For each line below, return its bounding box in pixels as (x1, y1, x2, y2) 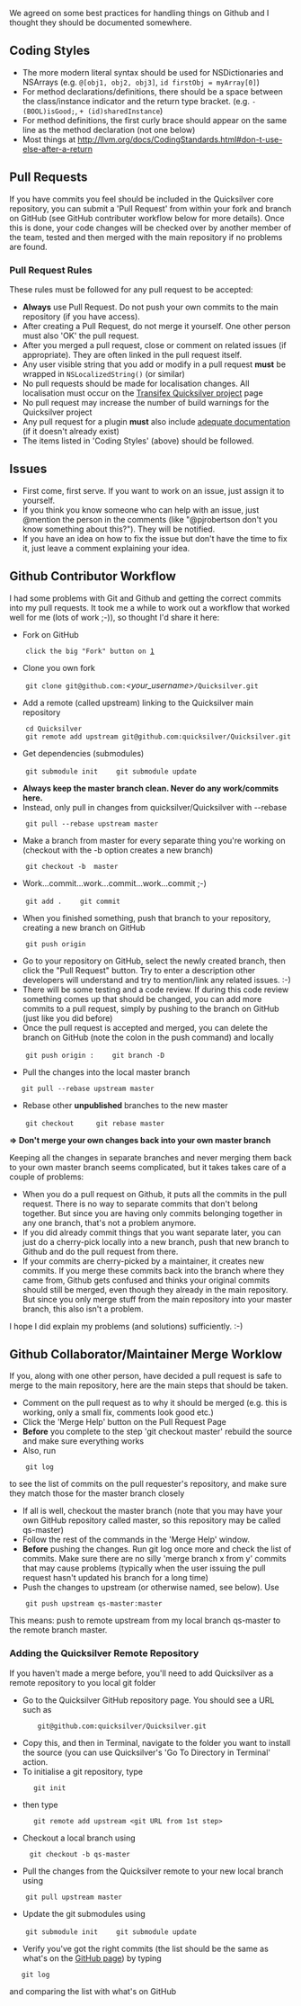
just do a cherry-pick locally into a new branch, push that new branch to (22, 1236, 289, 1247)
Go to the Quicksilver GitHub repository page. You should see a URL (22, 1695, 275, 1706)
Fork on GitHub (22, 629, 79, 640)
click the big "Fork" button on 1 (25, 647, 155, 656)
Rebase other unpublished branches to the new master (22, 1099, 228, 1110)
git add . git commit (25, 897, 121, 906)
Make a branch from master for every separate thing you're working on (22, 835, 286, 846)
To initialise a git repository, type (22, 1766, 144, 1777)
